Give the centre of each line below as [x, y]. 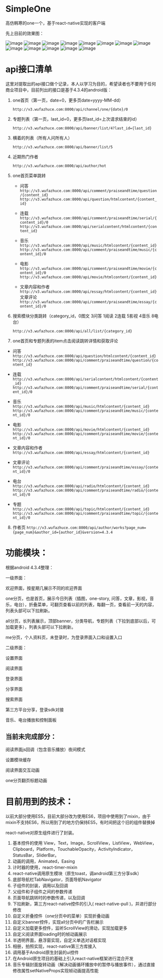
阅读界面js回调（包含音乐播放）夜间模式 [45, 749]
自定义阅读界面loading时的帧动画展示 [50, 934]
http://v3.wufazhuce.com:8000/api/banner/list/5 [63, 147]
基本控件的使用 [27, 843]
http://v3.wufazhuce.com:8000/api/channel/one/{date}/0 [70, 109]
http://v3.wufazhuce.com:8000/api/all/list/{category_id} [72, 331]
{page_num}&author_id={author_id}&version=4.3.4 [63, 532]
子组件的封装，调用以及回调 [40, 885]
